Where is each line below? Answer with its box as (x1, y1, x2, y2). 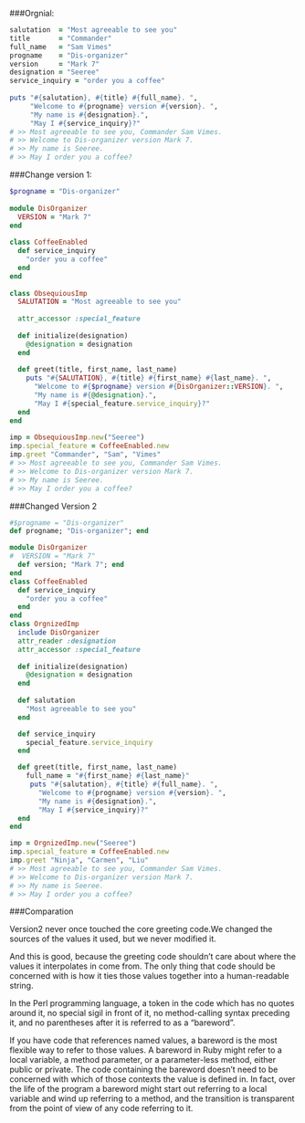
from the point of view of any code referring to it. (9, 1103, 194, 1114)
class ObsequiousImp (9, 289, 89, 298)
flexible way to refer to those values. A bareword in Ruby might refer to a (9, 1044, 283, 1055)
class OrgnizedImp (9, 620, 79, 629)
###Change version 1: (9, 169, 93, 180)
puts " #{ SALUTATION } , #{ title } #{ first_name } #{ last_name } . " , (26, 373, 272, 383)
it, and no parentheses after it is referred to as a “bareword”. (9, 1017, 236, 1028)
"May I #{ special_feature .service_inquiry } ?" (33, 399, 210, 408)
